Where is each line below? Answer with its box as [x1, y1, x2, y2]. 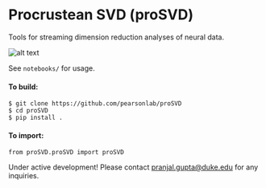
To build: [8, 82, 39, 92]
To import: [8, 130, 44, 140]
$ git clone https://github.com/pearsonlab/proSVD [8, 100, 182, 108]
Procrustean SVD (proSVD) [8, 6, 193, 24]
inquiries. [8, 171, 39, 181]
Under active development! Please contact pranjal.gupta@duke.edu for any [8, 162, 259, 172]
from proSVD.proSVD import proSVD [8, 149, 125, 157]
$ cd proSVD [8, 107, 48, 115]
